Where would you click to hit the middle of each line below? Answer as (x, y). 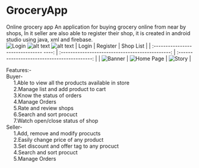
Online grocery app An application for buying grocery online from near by (96, 27)
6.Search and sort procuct (45, 114)
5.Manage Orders (35, 158)
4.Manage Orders (35, 101)
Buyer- (15, 76)
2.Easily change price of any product (59, 139)
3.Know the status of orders (48, 95)
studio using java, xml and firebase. (50, 39)
